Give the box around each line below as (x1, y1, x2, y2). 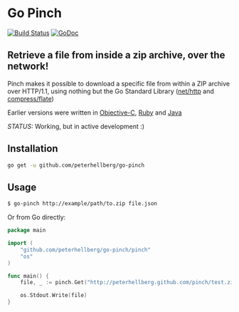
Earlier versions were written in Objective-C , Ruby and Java (7, 108, 183, 117)
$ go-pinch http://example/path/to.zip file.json (7, 200, 158, 207)
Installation (7, 142, 58, 155)
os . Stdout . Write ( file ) (20, 292, 87, 299)
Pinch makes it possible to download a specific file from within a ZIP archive (7, 79, 230, 88)
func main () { (7, 272, 50, 279)
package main (7, 227, 46, 234)
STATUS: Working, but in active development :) (7, 122, 144, 130)
